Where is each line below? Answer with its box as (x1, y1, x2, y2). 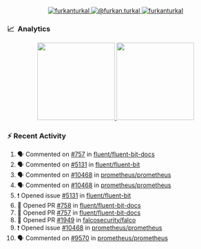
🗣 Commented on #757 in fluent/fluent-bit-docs (17, 150, 155, 158)
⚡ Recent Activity (7, 131, 67, 141)
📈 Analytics (7, 24, 51, 34)
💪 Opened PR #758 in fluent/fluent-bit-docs (17, 201, 141, 209)
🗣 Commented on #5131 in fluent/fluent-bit (17, 160, 140, 169)
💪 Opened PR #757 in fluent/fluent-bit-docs (17, 208, 141, 217)
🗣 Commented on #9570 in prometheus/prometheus (17, 234, 169, 242)
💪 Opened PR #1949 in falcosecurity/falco (17, 215, 136, 224)
